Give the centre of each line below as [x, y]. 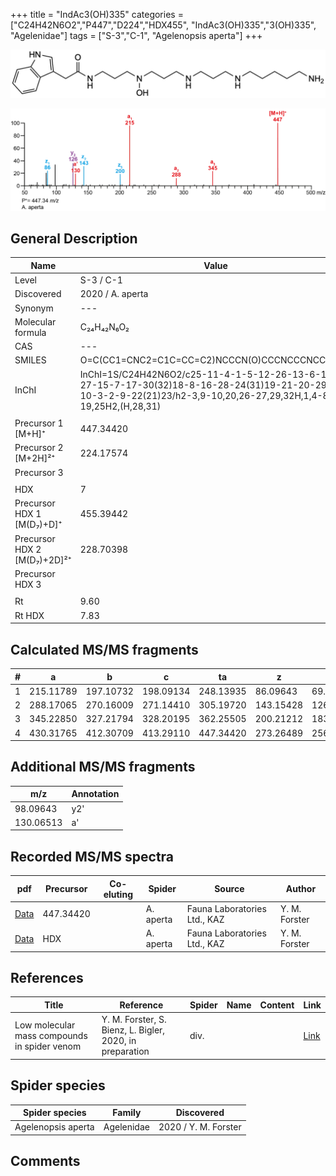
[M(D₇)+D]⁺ [38, 525]
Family [127, 1113]
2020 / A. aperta [114, 294]
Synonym [34, 308]
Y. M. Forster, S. [134, 1020]
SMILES [30, 360]
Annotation [95, 794]
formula [30, 332]
